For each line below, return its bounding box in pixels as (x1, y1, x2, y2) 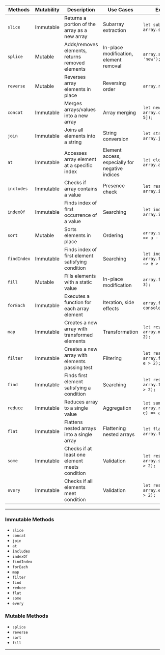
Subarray (103, 21, 124, 28)
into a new (64, 113, 88, 119)
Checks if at (64, 445, 92, 452)
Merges (64, 100, 82, 107)
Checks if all (64, 478, 93, 484)
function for (64, 299, 92, 306)
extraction (103, 27, 127, 33)
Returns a (64, 15, 87, 21)
